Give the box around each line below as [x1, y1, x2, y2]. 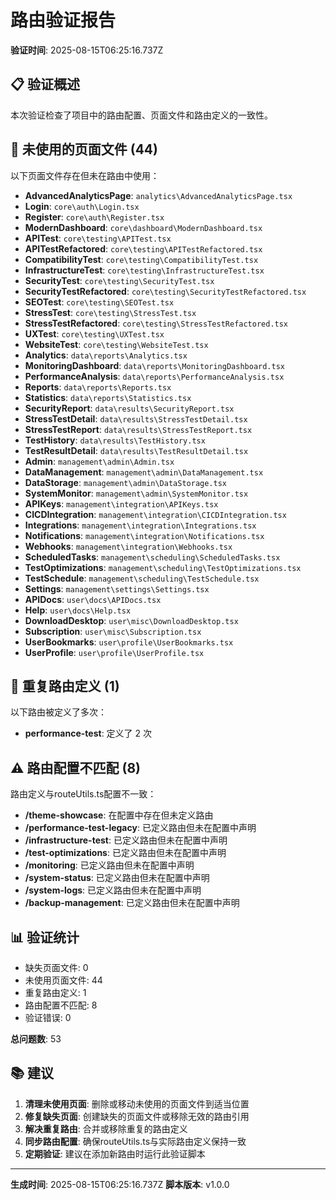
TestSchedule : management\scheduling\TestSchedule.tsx [24, 572, 260, 584]
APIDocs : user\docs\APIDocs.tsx [24, 593, 162, 605]
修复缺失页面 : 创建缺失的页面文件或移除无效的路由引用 [24, 1110, 250, 1122]
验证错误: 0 [24, 1012, 72, 1023]
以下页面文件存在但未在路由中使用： [10, 169, 160, 181]
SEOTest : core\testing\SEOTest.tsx [24, 296, 175, 308]
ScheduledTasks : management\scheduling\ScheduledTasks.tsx [24, 551, 281, 563]
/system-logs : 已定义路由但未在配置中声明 [24, 884, 202, 896]
